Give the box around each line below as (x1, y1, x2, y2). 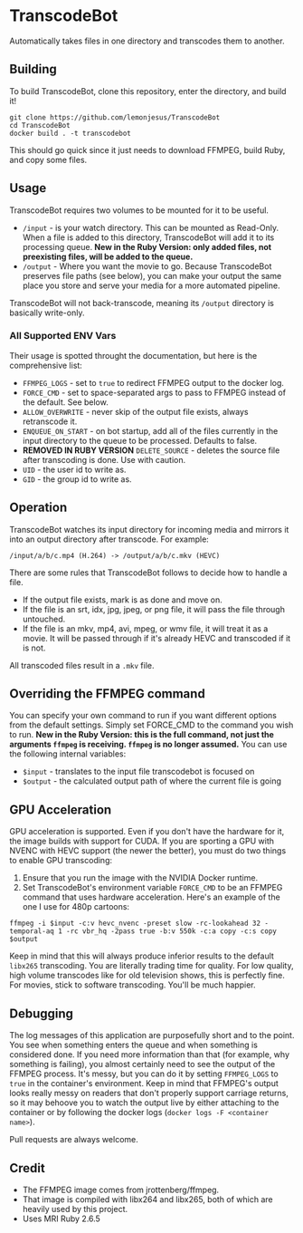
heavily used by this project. (22, 1203, 128, 1214)
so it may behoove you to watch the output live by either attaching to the (9, 1097, 279, 1108)
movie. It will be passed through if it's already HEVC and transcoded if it (22, 632, 291, 643)
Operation (9, 500, 68, 515)
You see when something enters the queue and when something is (9, 1039, 258, 1051)
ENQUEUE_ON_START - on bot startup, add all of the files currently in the (22, 425, 279, 436)
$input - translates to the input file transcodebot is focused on (22, 766, 255, 777)
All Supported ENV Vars (9, 330, 117, 342)
